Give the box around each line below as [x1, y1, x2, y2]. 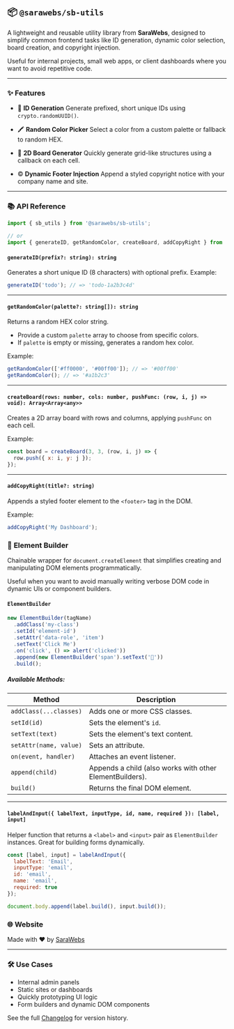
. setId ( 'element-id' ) [13, 627, 77, 635]
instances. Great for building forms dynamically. [7, 838, 145, 846]
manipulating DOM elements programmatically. [7, 564, 142, 572]
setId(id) [10, 719, 43, 727]
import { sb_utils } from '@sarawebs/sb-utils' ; [7, 220, 151, 227]
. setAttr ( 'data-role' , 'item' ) [13, 634, 104, 641]
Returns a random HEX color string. [7, 317, 109, 326]
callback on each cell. [17, 156, 80, 165]
